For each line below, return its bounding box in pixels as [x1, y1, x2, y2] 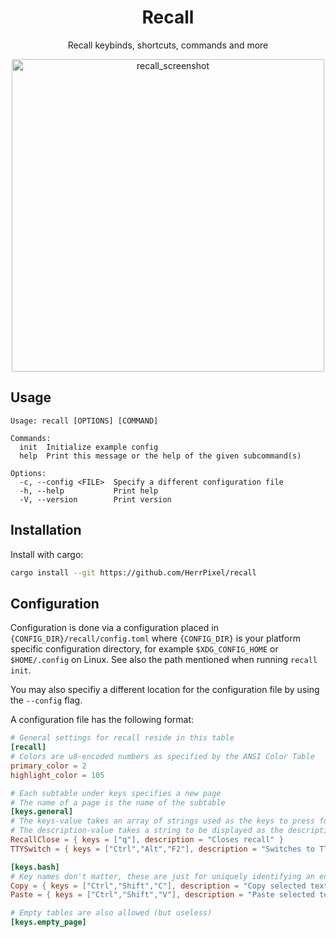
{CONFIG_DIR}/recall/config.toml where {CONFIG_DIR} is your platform [10, 632, 301, 645]
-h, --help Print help [19, 486, 159, 496]
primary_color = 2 [10, 761, 87, 771]
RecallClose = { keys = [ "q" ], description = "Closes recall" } [10, 835, 284, 845]
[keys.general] [10, 807, 74, 817]
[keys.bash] [10, 862, 60, 872]
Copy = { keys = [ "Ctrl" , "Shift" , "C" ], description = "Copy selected [10, 881, 307, 891]
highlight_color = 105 [10, 770, 105, 780]
